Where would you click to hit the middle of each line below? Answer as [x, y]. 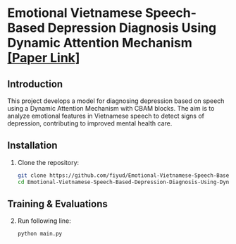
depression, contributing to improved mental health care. [90, 123]
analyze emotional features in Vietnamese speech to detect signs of [106, 116]
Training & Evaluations [57, 203]
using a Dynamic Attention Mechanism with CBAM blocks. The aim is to [111, 108]
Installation [32, 146]
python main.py [40, 234]
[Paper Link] [44, 58]
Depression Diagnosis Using [132, 28]
